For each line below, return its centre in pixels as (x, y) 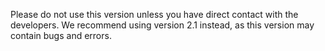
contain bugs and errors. (61, 35)
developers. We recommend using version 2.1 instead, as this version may (162, 25)
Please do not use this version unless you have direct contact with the (154, 14)
